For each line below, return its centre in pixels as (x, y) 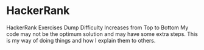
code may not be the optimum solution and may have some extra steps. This (102, 34)
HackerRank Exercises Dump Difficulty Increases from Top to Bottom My (97, 27)
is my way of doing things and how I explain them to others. (81, 40)
